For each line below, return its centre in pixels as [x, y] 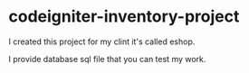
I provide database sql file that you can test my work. [107, 59]
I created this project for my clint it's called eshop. [102, 41]
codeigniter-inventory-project [124, 17]
